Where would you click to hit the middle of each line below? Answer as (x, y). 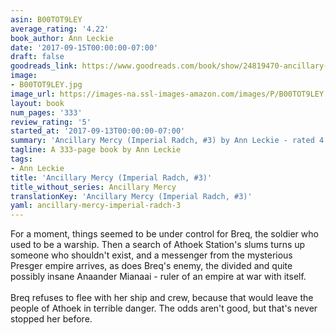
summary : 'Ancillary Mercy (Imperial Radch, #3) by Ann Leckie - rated (162, 141)
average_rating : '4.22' (60, 29)
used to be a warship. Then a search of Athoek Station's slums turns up (158, 245)
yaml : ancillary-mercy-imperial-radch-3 (96, 206)
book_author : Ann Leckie (62, 38)
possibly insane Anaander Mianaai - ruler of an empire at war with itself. (158, 277)
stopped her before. (51, 319)
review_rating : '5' (51, 122)
